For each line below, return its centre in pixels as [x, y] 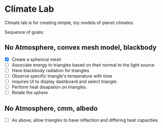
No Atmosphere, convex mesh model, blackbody [81, 48]
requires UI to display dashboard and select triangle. [65, 81]
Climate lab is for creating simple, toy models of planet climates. [69, 23]
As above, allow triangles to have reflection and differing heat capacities [85, 120]
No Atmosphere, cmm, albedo [51, 108]
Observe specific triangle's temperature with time [62, 76]
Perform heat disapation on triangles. [49, 87]
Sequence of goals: [24, 32]
